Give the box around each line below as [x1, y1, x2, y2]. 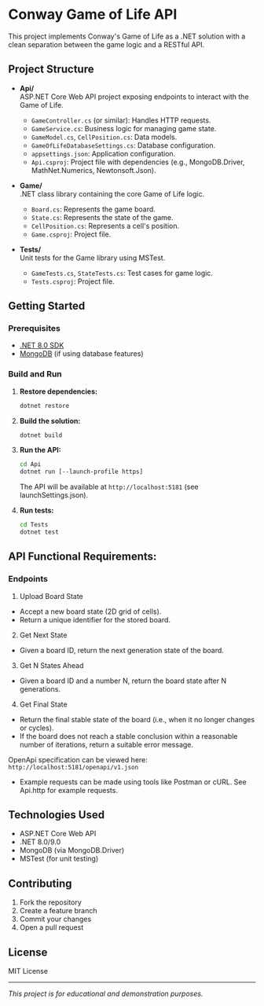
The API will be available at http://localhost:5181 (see [19, 482, 199, 492]
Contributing [8, 876, 72, 890]
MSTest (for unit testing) [19, 854, 99, 864]
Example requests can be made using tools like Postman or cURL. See [19, 777, 247, 787]
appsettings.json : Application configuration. [31, 149, 176, 158]
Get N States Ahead [19, 660, 84, 670]
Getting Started [8, 299, 86, 313]
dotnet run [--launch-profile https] [19, 468, 144, 476]
